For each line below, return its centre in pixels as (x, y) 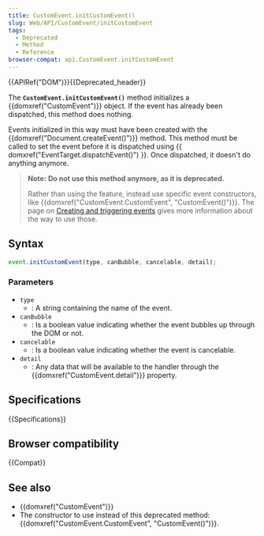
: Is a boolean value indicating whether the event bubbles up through (143, 324)
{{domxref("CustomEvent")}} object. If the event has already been (115, 106)
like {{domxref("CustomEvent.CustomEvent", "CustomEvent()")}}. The (141, 202)
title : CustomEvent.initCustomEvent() (72, 15)
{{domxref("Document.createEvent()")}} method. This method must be (123, 138)
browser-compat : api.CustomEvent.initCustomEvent (91, 60)
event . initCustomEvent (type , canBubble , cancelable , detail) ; (112, 262)
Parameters (31, 282)
